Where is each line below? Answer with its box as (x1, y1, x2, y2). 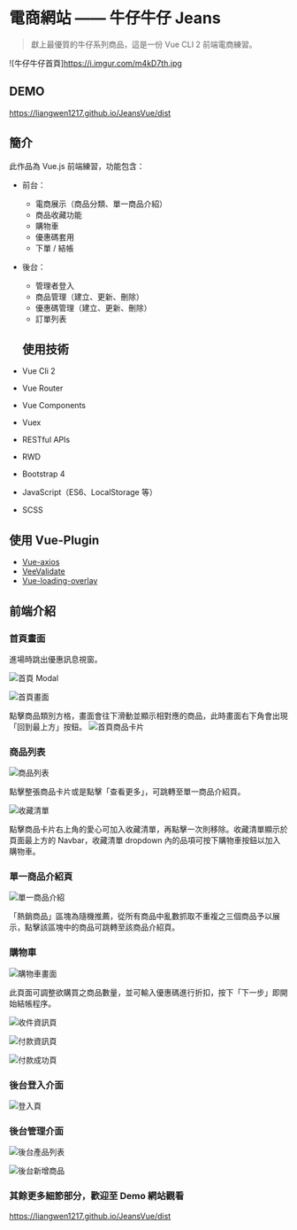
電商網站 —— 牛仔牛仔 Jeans (9, 8, 221, 28)
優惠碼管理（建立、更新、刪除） (34, 302, 152, 313)
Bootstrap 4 (21, 468, 65, 479)
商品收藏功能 (34, 209, 82, 220)
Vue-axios (21, 557, 60, 568)
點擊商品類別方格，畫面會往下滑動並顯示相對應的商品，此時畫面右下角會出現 (9, 710, 288, 721)
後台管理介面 (9, 1125, 65, 1137)
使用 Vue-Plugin (9, 532, 100, 547)
